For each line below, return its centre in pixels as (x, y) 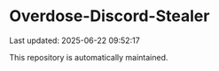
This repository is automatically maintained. (89, 57)
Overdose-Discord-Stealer (109, 16)
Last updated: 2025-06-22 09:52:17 (74, 40)
